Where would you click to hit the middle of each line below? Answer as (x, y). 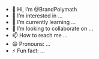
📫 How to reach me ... (40, 35)
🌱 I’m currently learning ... (44, 22)
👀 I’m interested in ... (37, 16)
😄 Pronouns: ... (31, 44)
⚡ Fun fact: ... (28, 51)
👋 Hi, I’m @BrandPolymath (44, 9)
